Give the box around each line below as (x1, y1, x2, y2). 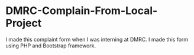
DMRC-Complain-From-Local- (5, 4, 158, 18)
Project (5, 16, 42, 30)
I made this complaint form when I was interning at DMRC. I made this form (5, 36, 189, 43)
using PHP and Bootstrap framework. (5, 42, 96, 49)
